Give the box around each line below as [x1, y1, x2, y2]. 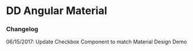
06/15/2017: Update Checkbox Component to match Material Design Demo [6, 38, 187, 45]
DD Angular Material [6, 4, 108, 18]
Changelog [6, 25, 38, 33]
